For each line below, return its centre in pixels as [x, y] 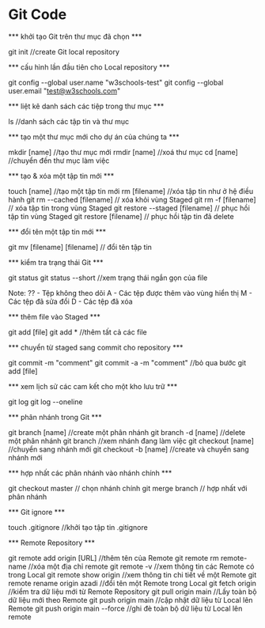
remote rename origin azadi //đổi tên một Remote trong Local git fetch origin [132, 583]
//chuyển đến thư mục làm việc [59, 161]
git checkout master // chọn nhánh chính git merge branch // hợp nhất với [128, 488]
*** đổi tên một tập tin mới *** [57, 232]
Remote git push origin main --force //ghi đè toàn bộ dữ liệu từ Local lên [125, 608]
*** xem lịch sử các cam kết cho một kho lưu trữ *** [93, 386]
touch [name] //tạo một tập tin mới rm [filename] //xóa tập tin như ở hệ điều [131, 191]
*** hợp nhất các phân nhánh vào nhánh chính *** [90, 473]
